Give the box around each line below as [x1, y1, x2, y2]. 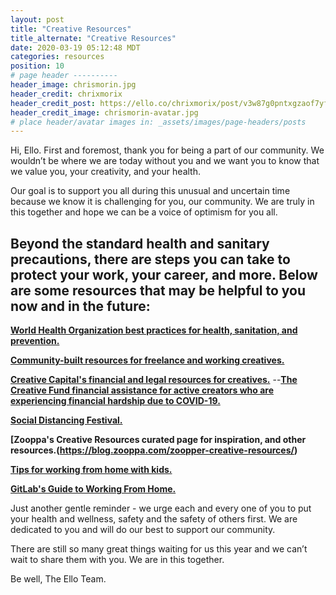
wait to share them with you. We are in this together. [10, 554, 225, 566]
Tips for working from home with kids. [10, 464, 173, 476]
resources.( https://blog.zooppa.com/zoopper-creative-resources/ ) [10, 444, 298, 456]
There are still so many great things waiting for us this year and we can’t [10, 543, 308, 555]
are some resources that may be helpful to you [10, 282, 307, 299]
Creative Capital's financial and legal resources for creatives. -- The [10, 374, 298, 386]
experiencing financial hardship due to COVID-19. [10, 395, 221, 407]
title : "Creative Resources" [10, 24, 132, 34]
